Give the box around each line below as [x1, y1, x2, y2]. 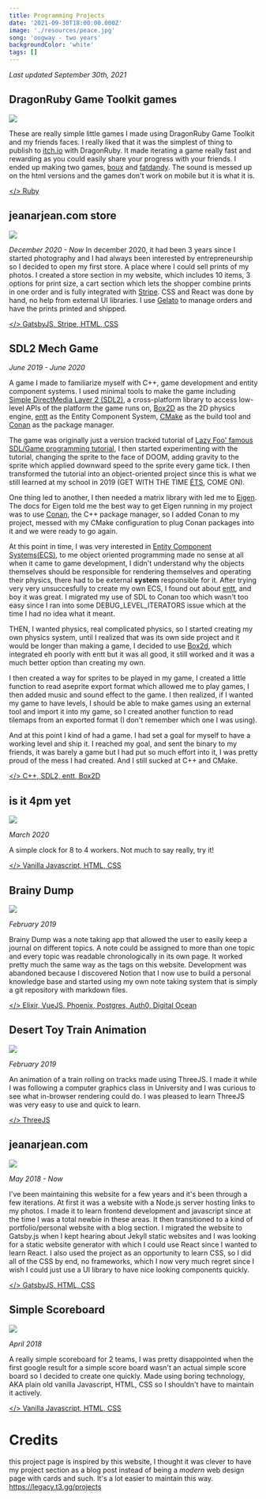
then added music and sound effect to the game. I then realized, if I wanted [9, 690, 253, 700]
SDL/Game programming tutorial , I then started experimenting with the [9, 444, 238, 453]
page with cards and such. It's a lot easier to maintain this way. [9, 1474, 214, 1483]
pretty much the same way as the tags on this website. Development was [9, 960, 247, 970]
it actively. [9, 1387, 43, 1397]
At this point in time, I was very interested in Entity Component [9, 542, 212, 551]
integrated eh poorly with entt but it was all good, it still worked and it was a [9, 649, 255, 659]
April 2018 [9, 1338, 43, 1349]
